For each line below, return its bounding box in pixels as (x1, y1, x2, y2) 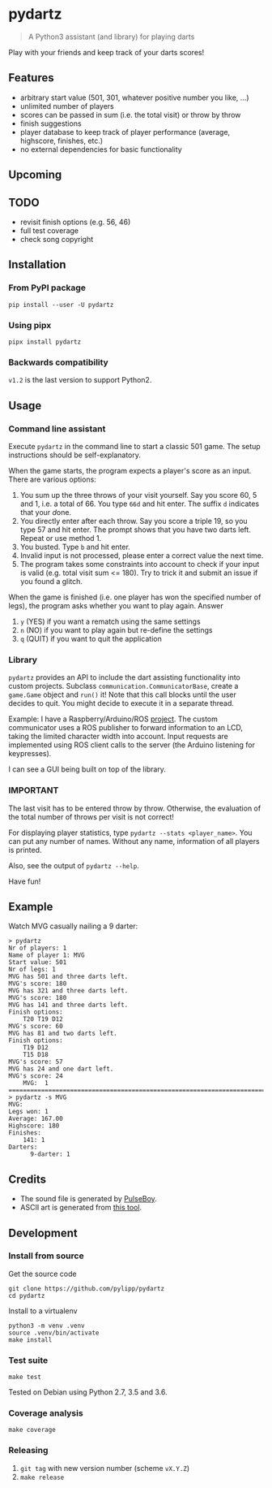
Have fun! (8, 876, 41, 886)
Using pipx (8, 319, 52, 331)
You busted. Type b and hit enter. (19, 542, 131, 552)
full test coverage (19, 225, 79, 236)
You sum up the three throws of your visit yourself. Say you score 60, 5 (19, 490, 257, 500)
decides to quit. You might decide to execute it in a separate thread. (8, 699, 235, 708)
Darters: (8, 1143, 38, 1152)
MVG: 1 (23, 1079, 49, 1088)
